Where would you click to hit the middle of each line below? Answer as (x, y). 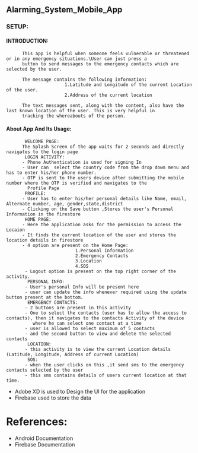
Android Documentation (44, 438)
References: (37, 422)
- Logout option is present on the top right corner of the (100, 271)
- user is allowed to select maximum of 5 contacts (90, 328)
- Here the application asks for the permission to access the (102, 224)
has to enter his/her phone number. (51, 172)
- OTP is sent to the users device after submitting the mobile (103, 178)
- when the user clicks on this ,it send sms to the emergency (104, 365)
